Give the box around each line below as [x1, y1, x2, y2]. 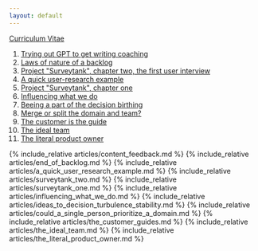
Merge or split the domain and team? [20, 108, 142, 118]
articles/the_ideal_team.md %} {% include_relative [9, 225, 174, 235]
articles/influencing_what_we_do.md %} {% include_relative [9, 191, 205, 201]
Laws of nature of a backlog [20, 57, 113, 67]
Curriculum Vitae [9, 33, 64, 43]
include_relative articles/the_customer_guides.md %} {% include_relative [9, 217, 248, 226]
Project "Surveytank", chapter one [20, 83, 134, 92]
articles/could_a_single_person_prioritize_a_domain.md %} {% [9, 208, 213, 218]
